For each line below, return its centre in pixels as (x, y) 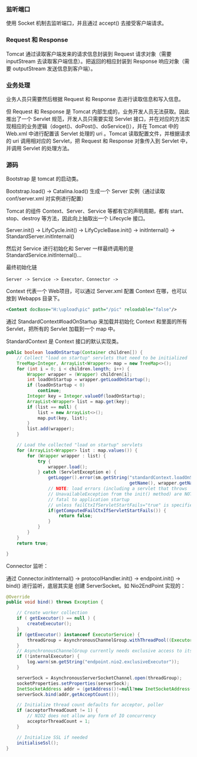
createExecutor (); (50, 624)
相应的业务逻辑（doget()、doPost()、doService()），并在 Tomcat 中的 (95, 126)
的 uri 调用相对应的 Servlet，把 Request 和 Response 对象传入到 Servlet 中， (98, 141)
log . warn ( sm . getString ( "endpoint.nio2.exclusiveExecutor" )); (103, 662)
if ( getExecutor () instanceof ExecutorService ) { (79, 635)
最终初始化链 (21, 267)
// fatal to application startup (89, 499)
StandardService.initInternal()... (44, 255)
